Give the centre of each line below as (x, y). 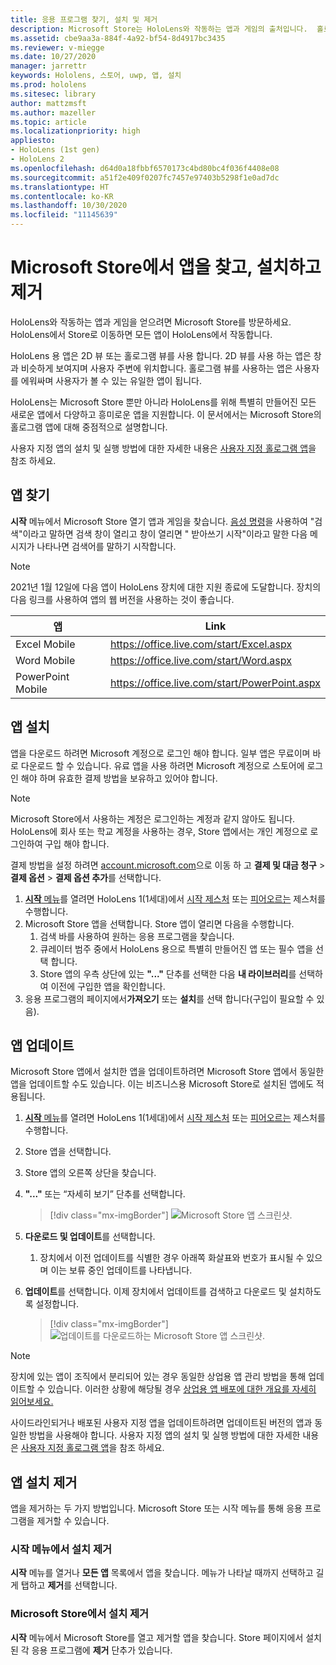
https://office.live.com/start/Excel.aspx (201, 644)
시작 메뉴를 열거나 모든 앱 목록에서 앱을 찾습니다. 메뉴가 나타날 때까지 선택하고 (162, 1573)
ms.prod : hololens (48, 85)
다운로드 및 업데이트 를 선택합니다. (90, 1237)
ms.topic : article (48, 122)
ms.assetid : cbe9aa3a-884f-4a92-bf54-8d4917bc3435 (118, 38)
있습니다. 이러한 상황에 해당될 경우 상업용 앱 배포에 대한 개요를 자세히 (182, 1389)
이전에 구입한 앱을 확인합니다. (108, 986)
